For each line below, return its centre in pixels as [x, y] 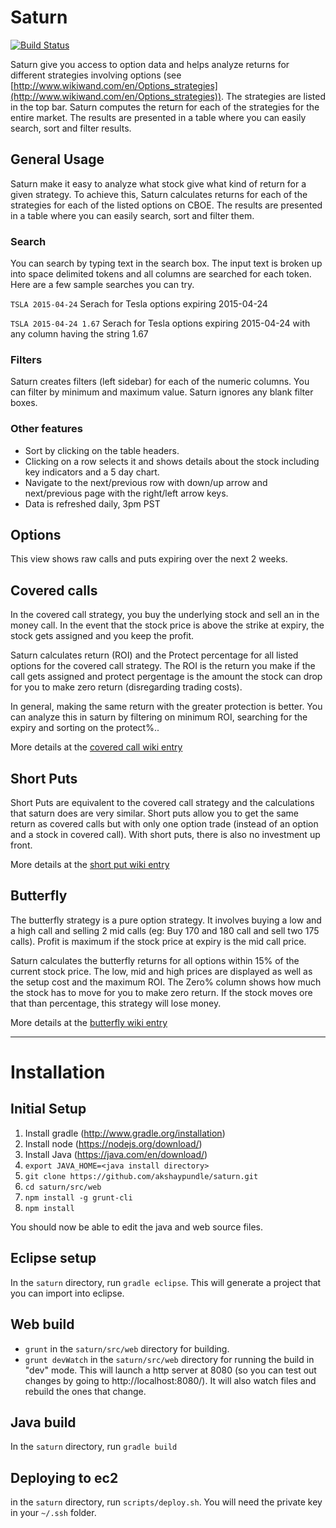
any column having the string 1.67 [79, 334]
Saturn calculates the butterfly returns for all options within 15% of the [155, 960]
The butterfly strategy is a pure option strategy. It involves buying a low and [166, 920]
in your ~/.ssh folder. [53, 1513]
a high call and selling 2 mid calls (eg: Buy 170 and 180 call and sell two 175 [165, 930]
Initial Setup [48, 1109]
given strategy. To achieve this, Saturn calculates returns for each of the [159, 194]
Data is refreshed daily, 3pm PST [92, 503]
